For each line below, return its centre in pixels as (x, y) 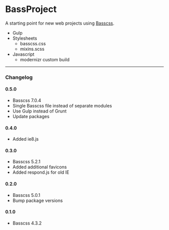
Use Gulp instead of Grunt (39, 111)
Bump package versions (37, 200)
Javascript (23, 54)
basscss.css (33, 43)
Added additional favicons (39, 167)
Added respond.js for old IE (41, 172)
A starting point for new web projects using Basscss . (60, 23)
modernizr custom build (45, 59)
